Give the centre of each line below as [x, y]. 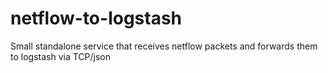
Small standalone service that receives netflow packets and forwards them [164, 46]
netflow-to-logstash [96, 18]
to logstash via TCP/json [60, 56]
